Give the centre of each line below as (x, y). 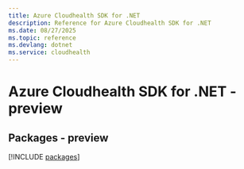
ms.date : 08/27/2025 (43, 30)
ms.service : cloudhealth (49, 52)
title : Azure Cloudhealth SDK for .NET (74, 15)
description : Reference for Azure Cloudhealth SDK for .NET (110, 23)
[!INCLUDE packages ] (44, 157)
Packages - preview (58, 138)
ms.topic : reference (43, 38)
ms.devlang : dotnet (41, 45)
